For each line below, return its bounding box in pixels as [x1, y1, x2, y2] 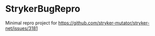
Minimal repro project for [5, 20, 57, 26]
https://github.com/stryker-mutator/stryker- [58, 20, 150, 26]
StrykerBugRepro [5, 3, 80, 15]
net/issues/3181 [5, 25, 38, 31]
